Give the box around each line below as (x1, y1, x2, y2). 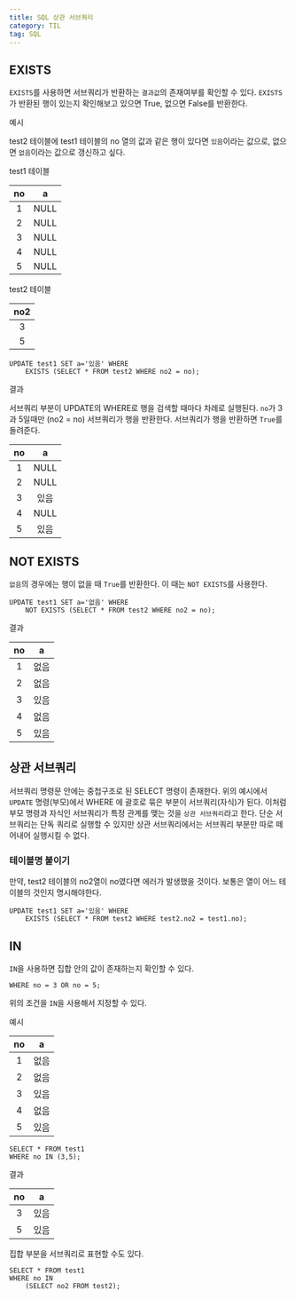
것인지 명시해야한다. (32, 887, 102, 898)
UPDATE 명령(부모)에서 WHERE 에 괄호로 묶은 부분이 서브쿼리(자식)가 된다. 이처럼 (9, 796, 287, 807)
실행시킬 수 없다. (32, 829, 90, 840)
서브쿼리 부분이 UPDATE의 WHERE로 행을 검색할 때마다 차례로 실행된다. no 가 (9, 403, 276, 414)
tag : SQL (9, 29, 42, 38)
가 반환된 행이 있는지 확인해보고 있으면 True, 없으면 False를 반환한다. (9, 99, 248, 109)
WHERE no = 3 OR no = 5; (9, 980, 101, 990)
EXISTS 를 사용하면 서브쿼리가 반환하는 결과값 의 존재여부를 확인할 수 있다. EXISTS (9, 87, 283, 98)
